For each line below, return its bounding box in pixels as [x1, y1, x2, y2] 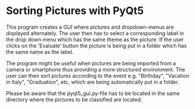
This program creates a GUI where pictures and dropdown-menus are [6, 23, 174, 30]
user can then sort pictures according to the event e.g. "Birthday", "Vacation [6, 72, 190, 79]
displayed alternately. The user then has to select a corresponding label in [6, 29, 184, 36]
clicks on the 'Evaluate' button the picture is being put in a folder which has [6, 42, 187, 49]
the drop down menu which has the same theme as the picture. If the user [6, 36, 184, 43]
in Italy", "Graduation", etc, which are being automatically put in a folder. [6, 78, 179, 86]
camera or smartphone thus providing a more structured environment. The [6, 66, 186, 73]
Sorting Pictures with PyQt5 [6, 4, 144, 18]
